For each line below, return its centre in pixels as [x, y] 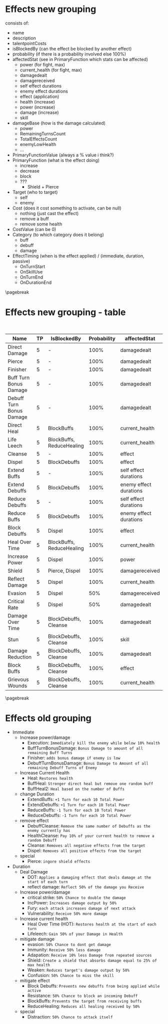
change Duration [37, 794]
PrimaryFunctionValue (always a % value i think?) [63, 155]
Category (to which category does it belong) [58, 234]
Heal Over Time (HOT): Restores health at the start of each [92, 924]
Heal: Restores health [50, 778]
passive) [21, 261]
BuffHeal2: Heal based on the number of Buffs [76, 788]
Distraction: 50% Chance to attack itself [70, 1016]
